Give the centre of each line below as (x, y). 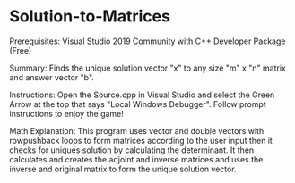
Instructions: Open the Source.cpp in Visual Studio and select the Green (142, 95)
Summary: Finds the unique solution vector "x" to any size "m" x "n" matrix (148, 68)
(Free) (21, 50)
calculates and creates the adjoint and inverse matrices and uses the (136, 159)
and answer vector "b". (52, 77)
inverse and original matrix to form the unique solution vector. (123, 169)
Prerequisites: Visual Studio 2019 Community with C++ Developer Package (147, 41)
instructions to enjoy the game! (66, 113)
